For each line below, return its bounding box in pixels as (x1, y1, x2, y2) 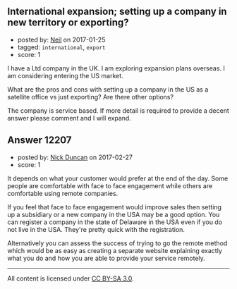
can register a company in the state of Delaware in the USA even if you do (7, 218, 223, 226)
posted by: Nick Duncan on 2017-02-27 (17, 153, 133, 161)
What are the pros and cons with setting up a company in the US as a (7, 85, 209, 94)
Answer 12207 (7, 134, 72, 147)
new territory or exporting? (7, 17, 129, 29)
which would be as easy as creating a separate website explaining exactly (7, 246, 222, 254)
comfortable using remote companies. (7, 189, 119, 197)
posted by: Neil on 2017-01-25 (17, 35, 106, 44)
